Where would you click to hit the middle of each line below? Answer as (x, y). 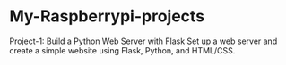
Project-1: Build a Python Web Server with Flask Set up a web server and (143, 41)
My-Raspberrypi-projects (107, 16)
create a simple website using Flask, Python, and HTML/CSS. (122, 50)
